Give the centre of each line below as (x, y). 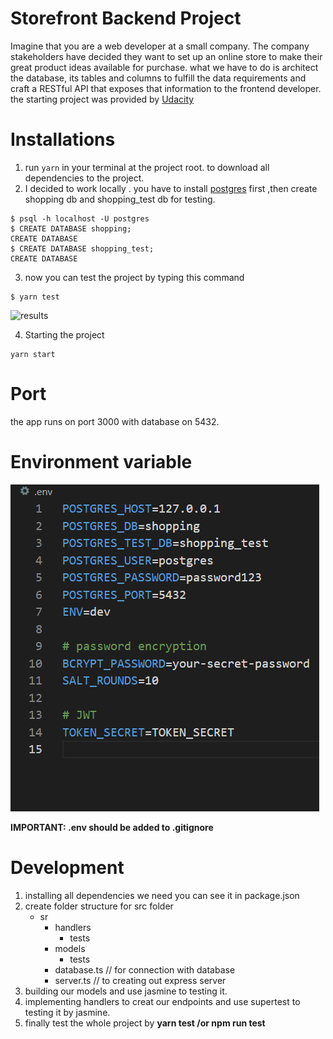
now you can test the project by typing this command (134, 277)
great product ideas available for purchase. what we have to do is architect (164, 67)
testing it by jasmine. (67, 1012)
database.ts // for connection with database (145, 969)
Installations (63, 139)
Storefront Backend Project (126, 18)
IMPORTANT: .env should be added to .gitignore (112, 827)
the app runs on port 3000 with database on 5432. (115, 421)
